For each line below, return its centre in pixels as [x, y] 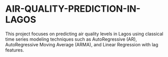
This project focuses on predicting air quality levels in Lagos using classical [85, 34]
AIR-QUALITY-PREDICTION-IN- [73, 9]
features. [15, 50]
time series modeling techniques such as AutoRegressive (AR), [71, 39]
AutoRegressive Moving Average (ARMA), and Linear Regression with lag [82, 44]
